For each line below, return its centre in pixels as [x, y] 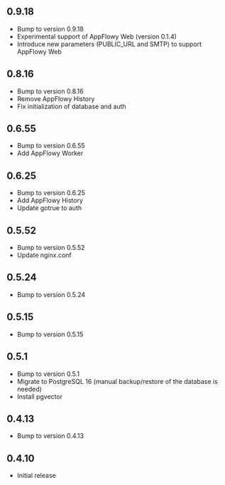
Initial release [36, 476]
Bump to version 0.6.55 [51, 146]
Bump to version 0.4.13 [50, 436]
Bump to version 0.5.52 [51, 248]
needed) [29, 389]
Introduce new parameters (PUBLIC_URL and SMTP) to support [109, 44]
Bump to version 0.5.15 [50, 334]
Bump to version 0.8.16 [50, 91]
